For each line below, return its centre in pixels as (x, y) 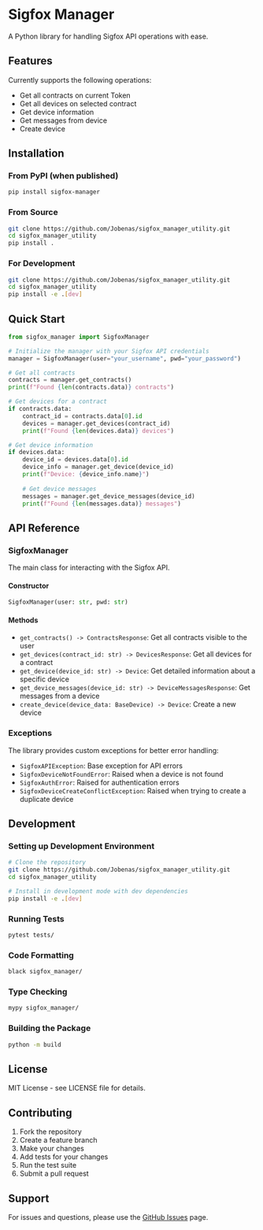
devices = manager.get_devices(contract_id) (96, 423)
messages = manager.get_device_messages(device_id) (109, 496)
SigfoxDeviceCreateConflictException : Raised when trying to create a (133, 790)
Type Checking (38, 992)
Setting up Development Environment (81, 846)
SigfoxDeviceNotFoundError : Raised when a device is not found (121, 774)
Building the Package (50, 1029)
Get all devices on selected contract (78, 103)
